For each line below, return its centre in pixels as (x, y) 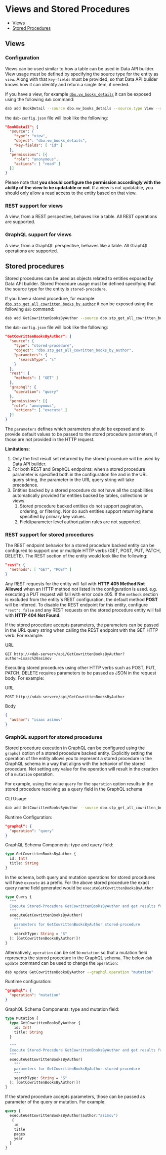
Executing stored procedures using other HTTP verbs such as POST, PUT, (81, 667)
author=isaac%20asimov (28, 658)
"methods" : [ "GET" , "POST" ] (41, 570)
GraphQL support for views (38, 235)
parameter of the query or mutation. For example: (56, 1102)
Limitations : (18, 449)
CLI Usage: (17, 798)
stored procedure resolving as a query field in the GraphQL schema (74, 789)
